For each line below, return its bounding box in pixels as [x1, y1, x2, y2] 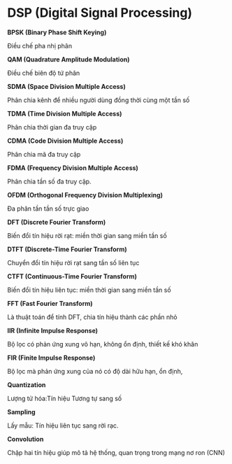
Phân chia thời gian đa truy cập [7, 122, 97, 131]
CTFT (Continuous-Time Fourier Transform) [7, 272, 138, 281]
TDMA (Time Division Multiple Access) [7, 109, 122, 118]
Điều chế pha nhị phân [7, 41, 72, 50]
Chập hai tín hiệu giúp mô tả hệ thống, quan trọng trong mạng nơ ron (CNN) [7, 448, 226, 456]
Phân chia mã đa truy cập [7, 150, 81, 158]
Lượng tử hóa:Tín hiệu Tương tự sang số [7, 394, 122, 402]
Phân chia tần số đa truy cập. [7, 177, 92, 185]
